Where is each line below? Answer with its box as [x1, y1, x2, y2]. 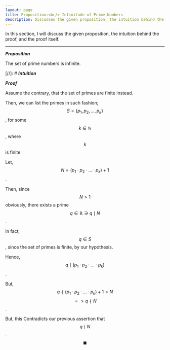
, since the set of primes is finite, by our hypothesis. [5, 244, 113, 250]
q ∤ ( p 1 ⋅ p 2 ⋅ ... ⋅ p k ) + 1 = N [57, 289, 113, 296]
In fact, [5, 228, 20, 234]
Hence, [5, 254, 21, 260]
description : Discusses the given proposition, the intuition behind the [5, 17, 164, 22]
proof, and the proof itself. [5, 36, 60, 42]
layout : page [5, 7, 33, 13]
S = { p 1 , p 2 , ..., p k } [66, 108, 104, 115]
